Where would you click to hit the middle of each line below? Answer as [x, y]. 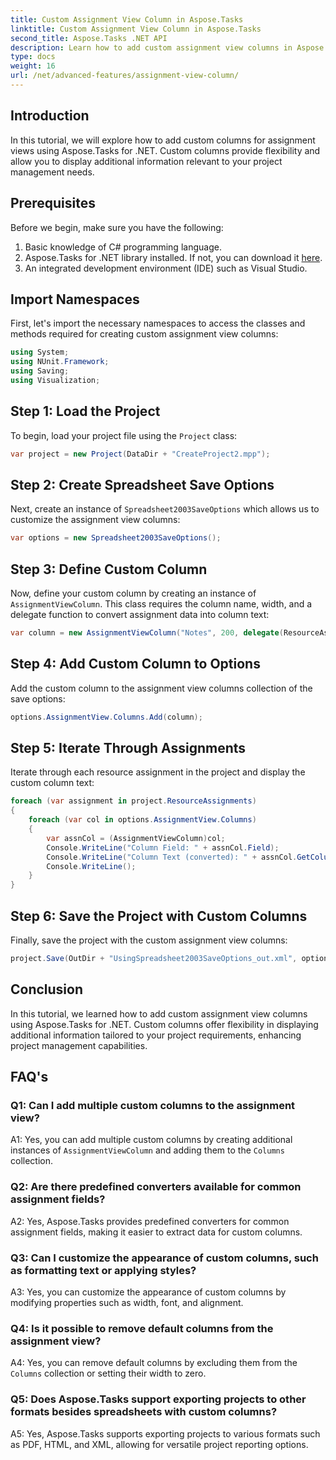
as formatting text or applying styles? [103, 1270]
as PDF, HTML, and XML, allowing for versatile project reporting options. [159, 1444]
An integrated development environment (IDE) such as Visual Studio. [166, 268]
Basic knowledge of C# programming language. [123, 247]
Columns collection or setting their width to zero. [108, 1373]
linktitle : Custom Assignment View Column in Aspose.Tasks [136, 29]
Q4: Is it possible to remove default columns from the [142, 1328]
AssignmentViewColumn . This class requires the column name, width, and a [161, 604]
